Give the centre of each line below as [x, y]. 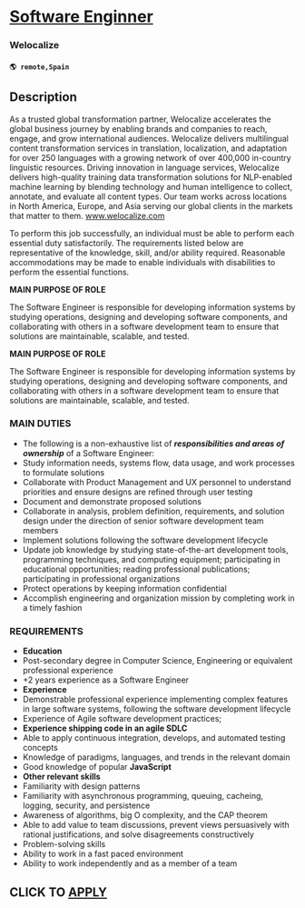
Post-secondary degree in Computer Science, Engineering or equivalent [157, 661]
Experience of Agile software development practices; [122, 719]
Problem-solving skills [64, 844]
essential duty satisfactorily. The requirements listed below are [127, 243]
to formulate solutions [64, 472]
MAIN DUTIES [40, 424]
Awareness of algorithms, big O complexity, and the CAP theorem [145, 815]
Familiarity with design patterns [81, 786]
